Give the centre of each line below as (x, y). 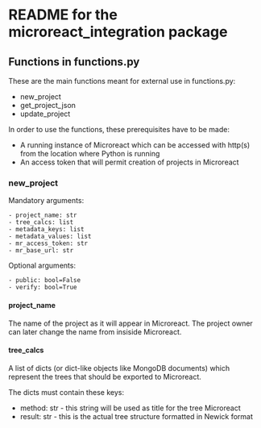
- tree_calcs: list (41, 222)
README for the (63, 15)
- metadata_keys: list (46, 230)
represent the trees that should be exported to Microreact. (105, 376)
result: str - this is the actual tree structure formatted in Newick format (137, 416)
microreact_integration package (118, 32)
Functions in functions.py (74, 62)
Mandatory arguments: (46, 201)
